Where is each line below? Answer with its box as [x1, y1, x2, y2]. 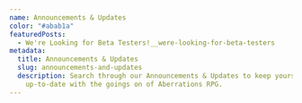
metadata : [9, 47, 47, 56]
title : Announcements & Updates [17, 55, 139, 64]
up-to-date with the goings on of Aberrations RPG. [25, 80, 223, 89]
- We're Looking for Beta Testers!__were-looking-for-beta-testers [17, 38, 276, 47]
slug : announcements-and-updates [17, 64, 143, 73]
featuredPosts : [9, 30, 67, 39]
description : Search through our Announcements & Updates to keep [17, 72, 271, 81]
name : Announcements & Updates [9, 13, 127, 22]
